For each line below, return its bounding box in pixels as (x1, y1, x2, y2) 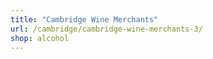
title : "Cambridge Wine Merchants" (10, 14, 159, 25)
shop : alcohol (10, 33, 70, 43)
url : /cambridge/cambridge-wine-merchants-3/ (10, 24, 203, 34)
